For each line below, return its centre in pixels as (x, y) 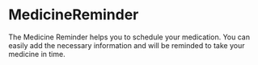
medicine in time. (37, 54)
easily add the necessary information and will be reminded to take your (127, 45)
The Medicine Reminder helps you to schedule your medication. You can (129, 37)
